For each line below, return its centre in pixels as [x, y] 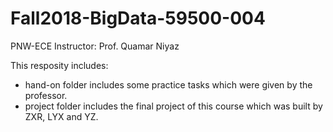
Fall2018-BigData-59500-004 [138, 18]
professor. [46, 95]
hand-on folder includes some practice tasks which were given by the [168, 84]
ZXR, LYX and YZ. [61, 116]
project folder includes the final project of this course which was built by [173, 106]
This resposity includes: [59, 65]
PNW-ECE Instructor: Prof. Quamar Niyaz [95, 46]
